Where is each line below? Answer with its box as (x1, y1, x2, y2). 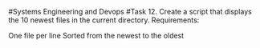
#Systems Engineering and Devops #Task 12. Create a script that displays (8, 7, 253, 16)
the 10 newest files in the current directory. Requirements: (8, 15, 200, 25)
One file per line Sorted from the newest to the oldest (8, 31, 185, 40)
